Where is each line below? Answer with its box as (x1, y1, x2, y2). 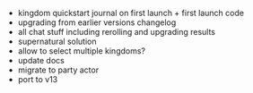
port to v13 (17, 74, 58, 84)
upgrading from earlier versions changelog (17, 17, 177, 28)
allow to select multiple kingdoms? (17, 46, 146, 56)
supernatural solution (17, 36, 97, 46)
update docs (17, 55, 65, 65)
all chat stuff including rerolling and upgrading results (17, 27, 215, 37)
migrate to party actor (17, 64, 100, 75)
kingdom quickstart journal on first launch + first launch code (17, 8, 245, 18)
